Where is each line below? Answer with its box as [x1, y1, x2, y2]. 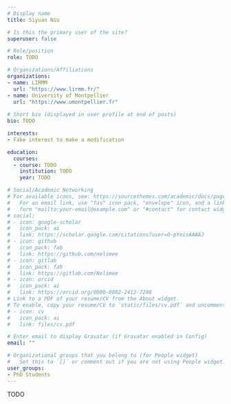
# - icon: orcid [7, 276, 54, 283]
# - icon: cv [7, 308, 45, 315]
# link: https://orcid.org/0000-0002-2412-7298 [7, 289, 153, 296]
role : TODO [7, 54, 38, 61]
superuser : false [7, 35, 57, 42]
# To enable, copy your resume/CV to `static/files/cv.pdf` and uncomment [7, 302, 226, 308]
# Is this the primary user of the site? [7, 29, 128, 36]
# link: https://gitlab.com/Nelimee [7, 269, 118, 277]
